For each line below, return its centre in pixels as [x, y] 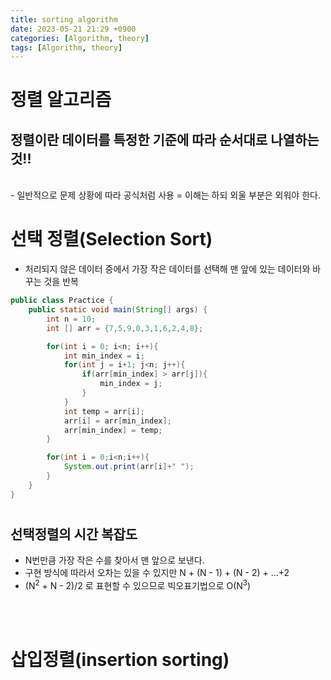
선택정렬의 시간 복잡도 [74, 534]
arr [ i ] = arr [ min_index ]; [117, 421]
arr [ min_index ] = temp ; [113, 430]
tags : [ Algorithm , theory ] [66, 47]
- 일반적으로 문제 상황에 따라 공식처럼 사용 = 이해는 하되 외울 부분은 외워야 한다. [165, 195]
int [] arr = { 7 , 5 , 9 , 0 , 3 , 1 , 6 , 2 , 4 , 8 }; [125, 328]
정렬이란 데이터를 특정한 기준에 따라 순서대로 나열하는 [165, 139]
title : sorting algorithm [64, 19]
